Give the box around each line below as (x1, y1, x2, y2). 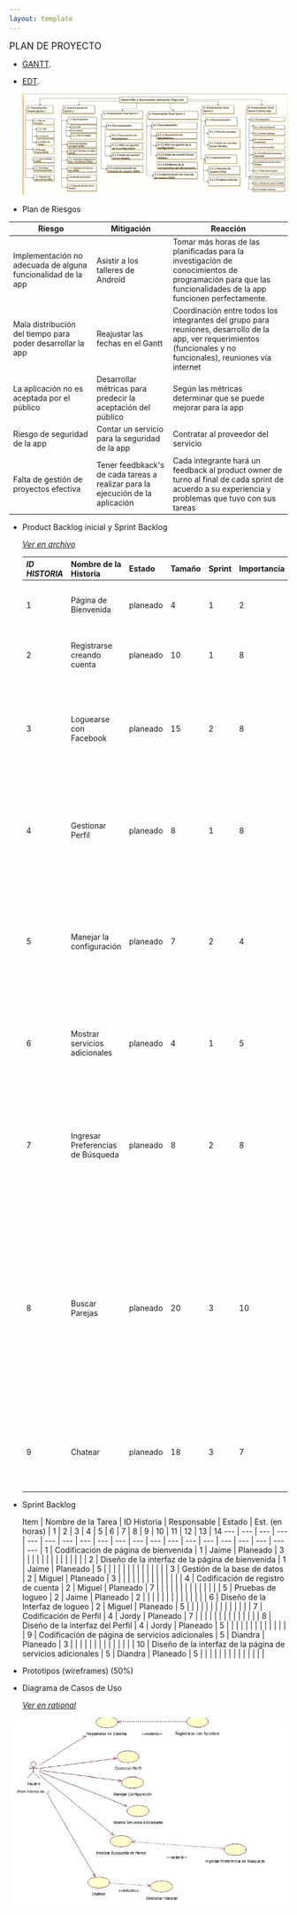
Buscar (70, 1298, 97, 1309)
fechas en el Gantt (96, 338, 164, 349)
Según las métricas (172, 384, 243, 394)
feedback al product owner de (172, 464, 283, 475)
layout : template (9, 14, 73, 23)
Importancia (239, 564, 286, 574)
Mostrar (70, 1029, 100, 1039)
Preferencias (70, 1140, 118, 1150)
